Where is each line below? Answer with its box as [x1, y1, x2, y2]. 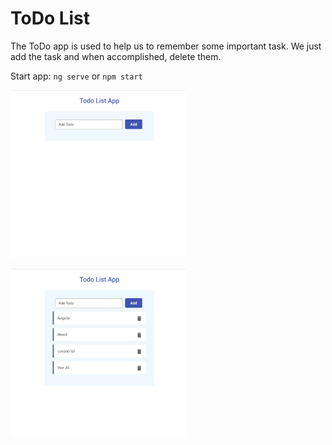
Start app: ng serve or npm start [10, 70, 143, 82]
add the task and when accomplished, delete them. [10, 50, 222, 62]
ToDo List [10, 7, 91, 30]
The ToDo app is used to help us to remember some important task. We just [10, 40, 322, 52]
